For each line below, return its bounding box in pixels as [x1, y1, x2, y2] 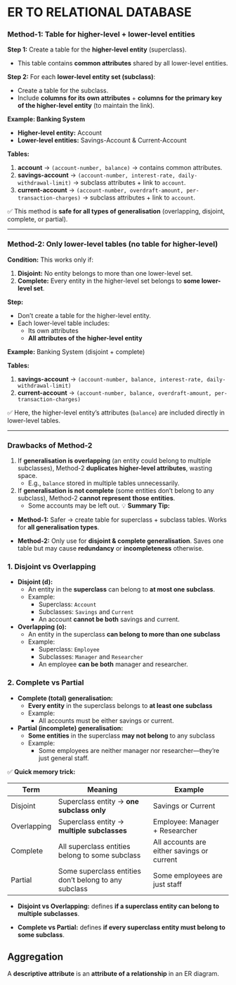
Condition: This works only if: [7, 255, 93, 264]
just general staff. [38, 754, 89, 762]
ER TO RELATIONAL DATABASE [7, 4, 192, 20]
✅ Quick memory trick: [7, 767, 76, 776]
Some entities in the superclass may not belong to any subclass [27, 731, 216, 740]
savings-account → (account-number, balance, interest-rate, [17, 374, 204, 383]
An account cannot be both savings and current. [38, 615, 181, 624]
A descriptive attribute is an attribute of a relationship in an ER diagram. [7, 969, 220, 978]
